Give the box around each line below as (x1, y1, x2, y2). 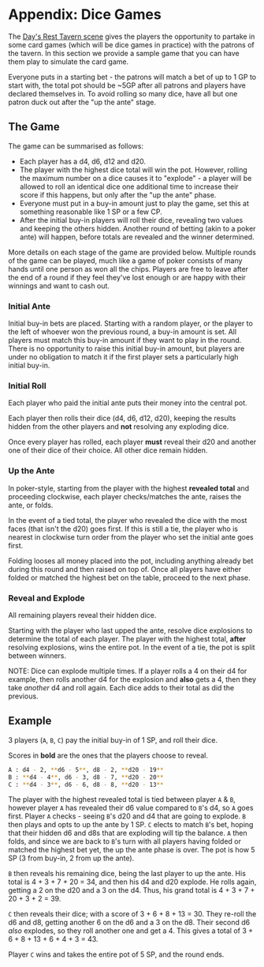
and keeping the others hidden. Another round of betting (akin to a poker (19, 224, 256, 233)
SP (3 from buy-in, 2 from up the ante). (8, 853, 135, 863)
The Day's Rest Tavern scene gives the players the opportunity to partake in (8, 32, 255, 41)
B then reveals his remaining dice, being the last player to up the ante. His (8, 869, 247, 879)
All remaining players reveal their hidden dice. (8, 610, 157, 619)
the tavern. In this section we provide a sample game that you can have (8, 48, 240, 58)
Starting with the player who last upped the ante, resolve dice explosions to (8, 626, 253, 635)
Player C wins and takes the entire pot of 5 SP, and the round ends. (8, 950, 225, 959)
